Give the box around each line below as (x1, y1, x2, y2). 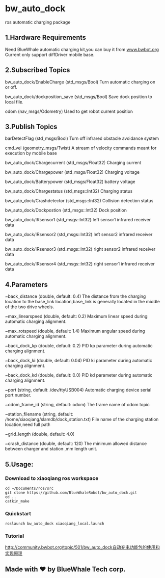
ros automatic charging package (5, 19, 71, 25)
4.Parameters (5, 280, 48, 289)
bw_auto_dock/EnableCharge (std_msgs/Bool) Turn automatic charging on (5, 79, 156, 85)
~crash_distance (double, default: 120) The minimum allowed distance (5, 441, 147, 447)
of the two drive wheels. (5, 304, 54, 310)
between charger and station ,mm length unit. (5, 446, 97, 452)
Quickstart (5, 510, 31, 517)
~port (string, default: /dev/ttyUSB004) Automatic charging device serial (5, 387, 152, 393)
